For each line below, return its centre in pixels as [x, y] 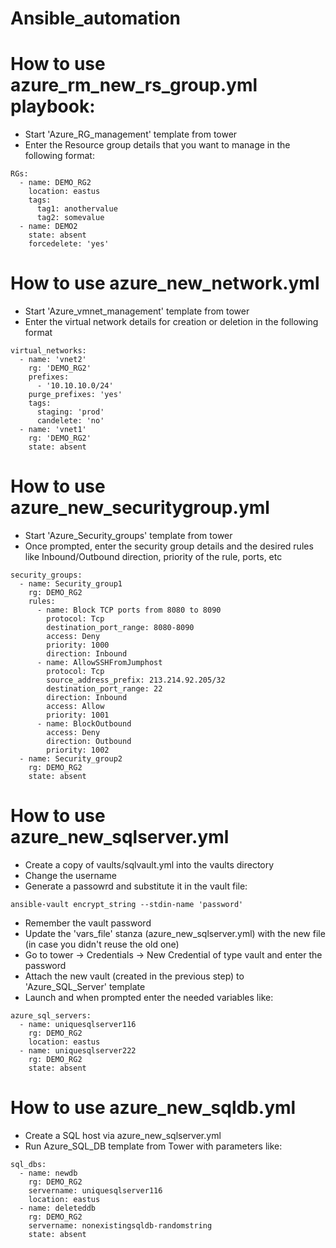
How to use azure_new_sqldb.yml [153, 1108]
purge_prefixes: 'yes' [75, 395]
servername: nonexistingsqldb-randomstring [120, 1225]
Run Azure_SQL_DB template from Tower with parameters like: [153, 1146]
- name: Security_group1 [71, 584]
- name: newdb [48, 1173]
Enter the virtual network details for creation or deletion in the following [171, 322]
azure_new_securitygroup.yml [140, 508]
